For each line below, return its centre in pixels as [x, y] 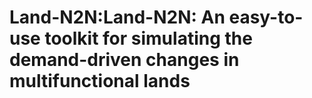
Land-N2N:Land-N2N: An [117, 17]
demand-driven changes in [124, 60]
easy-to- [266, 17]
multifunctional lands [100, 81]
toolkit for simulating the [148, 38]
